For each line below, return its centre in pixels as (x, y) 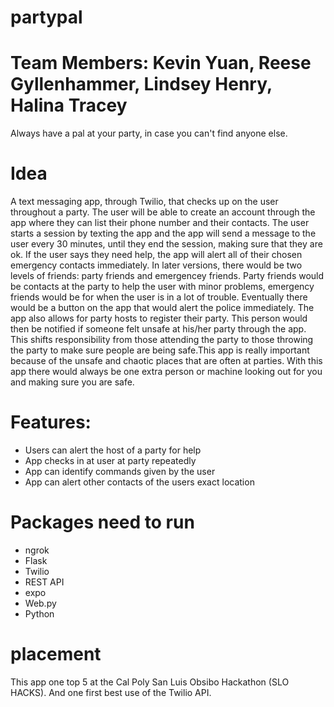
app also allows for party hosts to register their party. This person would (159, 318)
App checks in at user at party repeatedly (110, 460)
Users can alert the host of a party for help (113, 450)
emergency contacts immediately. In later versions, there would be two (156, 265)
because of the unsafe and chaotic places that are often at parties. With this (166, 361)
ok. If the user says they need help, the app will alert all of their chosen (156, 255)
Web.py (40, 603)
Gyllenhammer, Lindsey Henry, (141, 84)
